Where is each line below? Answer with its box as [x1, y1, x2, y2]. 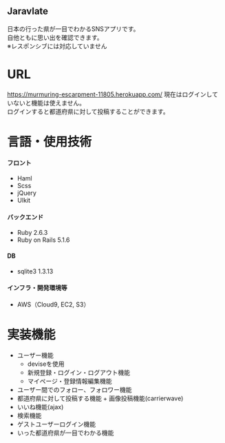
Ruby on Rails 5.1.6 [17, 236, 70, 244]
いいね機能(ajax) [17, 402, 64, 411]
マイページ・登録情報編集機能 [27, 377, 112, 385]
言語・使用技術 [7, 134, 92, 150]
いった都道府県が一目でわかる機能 [17, 429, 114, 437]
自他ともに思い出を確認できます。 [7, 33, 103, 41]
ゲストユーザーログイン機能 [17, 420, 96, 428]
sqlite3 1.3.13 [17, 267, 54, 275]
